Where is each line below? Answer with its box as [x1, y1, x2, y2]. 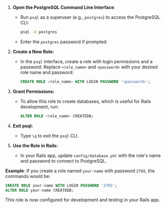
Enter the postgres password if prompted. [20, 38, 108, 45]
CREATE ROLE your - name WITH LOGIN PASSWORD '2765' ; [5, 183, 117, 188]
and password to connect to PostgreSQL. [20, 158, 107, 164]
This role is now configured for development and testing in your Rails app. [5, 197, 160, 203]
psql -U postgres [20, 30, 58, 35]
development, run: [20, 103, 59, 110]
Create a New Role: [12, 48, 54, 55]
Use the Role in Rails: [12, 142, 59, 148]
